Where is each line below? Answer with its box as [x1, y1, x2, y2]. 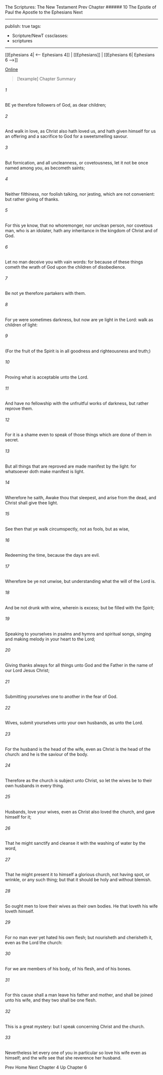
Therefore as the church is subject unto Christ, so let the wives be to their [5, 777, 152, 783]
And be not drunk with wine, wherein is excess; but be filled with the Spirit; [5, 604, 155, 610]
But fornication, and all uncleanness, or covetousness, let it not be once [5, 160, 148, 165]
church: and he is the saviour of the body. [5, 751, 89, 757]
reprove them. [5, 406, 33, 412]
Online [5, 67, 18, 72]
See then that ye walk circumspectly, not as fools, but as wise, [5, 526, 130, 532]
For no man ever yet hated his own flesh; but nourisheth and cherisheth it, [5, 934, 153, 940]
